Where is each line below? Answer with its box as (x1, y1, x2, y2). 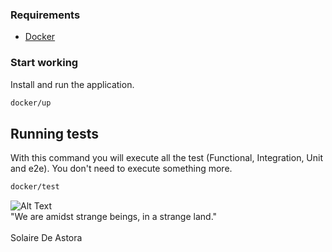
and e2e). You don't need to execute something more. (10, 163, 233, 175)
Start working (10, 56, 79, 70)
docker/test (10, 182, 60, 192)
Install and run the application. (10, 78, 135, 90)
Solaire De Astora (10, 232, 83, 244)
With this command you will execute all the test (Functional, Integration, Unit (10, 152, 324, 164)
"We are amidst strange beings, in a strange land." (10, 211, 218, 223)
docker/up (10, 98, 52, 108)
